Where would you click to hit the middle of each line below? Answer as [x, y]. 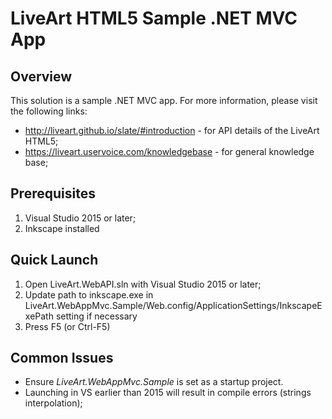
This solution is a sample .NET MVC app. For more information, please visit [164, 100]
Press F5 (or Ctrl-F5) [67, 326]
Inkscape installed [62, 228]
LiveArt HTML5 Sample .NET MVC [154, 18]
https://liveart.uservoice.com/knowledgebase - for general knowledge [169, 151]
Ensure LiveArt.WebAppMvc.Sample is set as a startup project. [154, 382]
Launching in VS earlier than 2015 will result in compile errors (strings [168, 393]
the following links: [49, 111]
